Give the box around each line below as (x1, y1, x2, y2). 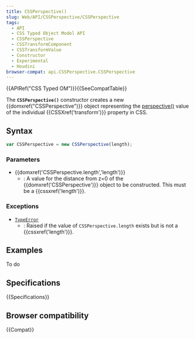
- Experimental (11, 58, 49, 64)
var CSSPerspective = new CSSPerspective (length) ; (6, 142, 133, 148)
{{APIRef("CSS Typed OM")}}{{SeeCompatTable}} (6, 85, 127, 92)
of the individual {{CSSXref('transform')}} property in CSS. (6, 109, 148, 116)
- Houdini (11, 63, 35, 69)
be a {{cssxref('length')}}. (23, 188, 86, 195)
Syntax (6, 126, 33, 136)
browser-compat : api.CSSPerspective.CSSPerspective (6, 69, 135, 75)
